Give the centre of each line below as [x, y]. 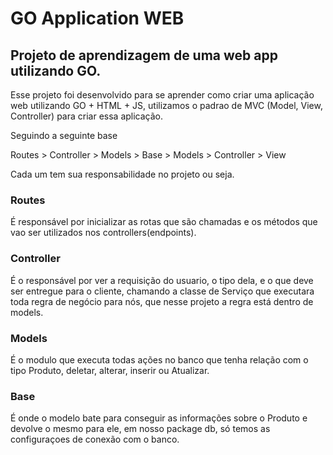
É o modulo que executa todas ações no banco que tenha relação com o [159, 359]
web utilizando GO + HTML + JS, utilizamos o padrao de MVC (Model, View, [166, 105]
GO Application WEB [97, 18]
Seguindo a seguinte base [64, 135]
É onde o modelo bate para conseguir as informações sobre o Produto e [159, 418]
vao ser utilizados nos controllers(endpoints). [103, 233]
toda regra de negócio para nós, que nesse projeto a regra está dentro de [162, 301]
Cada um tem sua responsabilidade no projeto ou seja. [122, 174]
